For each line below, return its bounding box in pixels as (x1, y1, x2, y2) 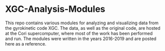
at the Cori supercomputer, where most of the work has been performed (5, 30, 153, 36)
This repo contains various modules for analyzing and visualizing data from (5, 20, 159, 26)
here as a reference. (5, 41, 47, 47)
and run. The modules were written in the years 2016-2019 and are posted (5, 36, 157, 42)
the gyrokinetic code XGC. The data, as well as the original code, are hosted (5, 25, 161, 31)
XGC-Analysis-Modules (5, 3, 106, 15)
